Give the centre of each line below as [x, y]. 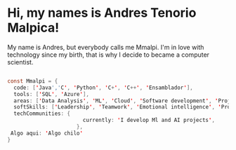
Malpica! [33, 28]
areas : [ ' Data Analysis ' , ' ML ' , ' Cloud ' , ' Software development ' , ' [116, 101]
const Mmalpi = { [33, 81]
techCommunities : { [42, 114]
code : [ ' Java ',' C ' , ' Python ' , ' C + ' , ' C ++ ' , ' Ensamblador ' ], [103, 88]
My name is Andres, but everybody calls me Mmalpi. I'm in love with [106, 47]
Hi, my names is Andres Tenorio [102, 13]
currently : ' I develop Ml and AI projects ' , [149, 121]
